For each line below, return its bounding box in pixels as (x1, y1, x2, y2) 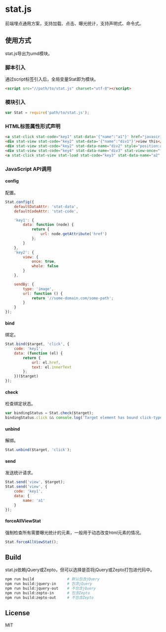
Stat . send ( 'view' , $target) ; (5, 480, 65, 485)
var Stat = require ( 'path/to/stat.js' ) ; (5, 110, 90, 115)
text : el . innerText (31, 365, 72, 370)
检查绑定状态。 (5, 401, 36, 407)
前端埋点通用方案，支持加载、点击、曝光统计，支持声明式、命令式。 (5, 20, 144, 26)
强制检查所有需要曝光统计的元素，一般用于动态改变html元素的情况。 (5, 530, 144, 535)
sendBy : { (14, 282, 35, 287)
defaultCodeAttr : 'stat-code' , (14, 209, 79, 214)
